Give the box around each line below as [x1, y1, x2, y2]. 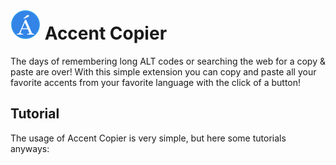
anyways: [10, 142, 50, 154]
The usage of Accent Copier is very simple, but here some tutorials [10, 132, 287, 144]
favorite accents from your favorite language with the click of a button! [10, 76, 302, 88]
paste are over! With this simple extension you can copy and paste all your [10, 65, 317, 78]
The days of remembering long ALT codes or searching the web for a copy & [10, 55, 326, 67]
